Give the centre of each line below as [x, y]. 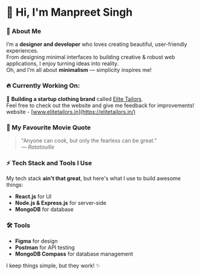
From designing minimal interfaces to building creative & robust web [91, 57]
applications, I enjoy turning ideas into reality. [63, 63]
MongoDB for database [44, 209]
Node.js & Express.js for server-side [61, 203]
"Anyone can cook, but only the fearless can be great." [89, 141]
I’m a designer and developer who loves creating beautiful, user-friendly [97, 44]
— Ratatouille [38, 147]
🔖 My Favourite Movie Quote [48, 128]
